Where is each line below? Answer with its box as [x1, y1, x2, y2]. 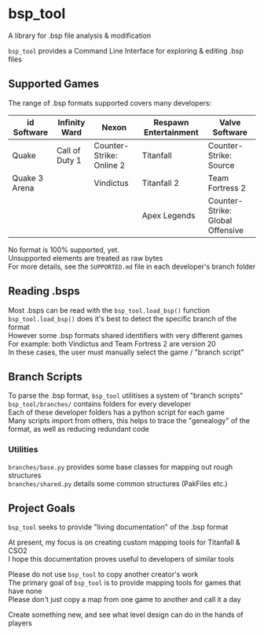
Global [207, 214, 233, 225]
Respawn [152, 117, 189, 128]
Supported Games [8, 77, 100, 91]
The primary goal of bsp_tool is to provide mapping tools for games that [8, 578, 241, 588]
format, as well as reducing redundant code [8, 425, 149, 434]
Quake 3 [12, 173, 44, 184]
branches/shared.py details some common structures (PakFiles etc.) [8, 478, 228, 488]
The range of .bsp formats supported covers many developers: [8, 98, 212, 107]
